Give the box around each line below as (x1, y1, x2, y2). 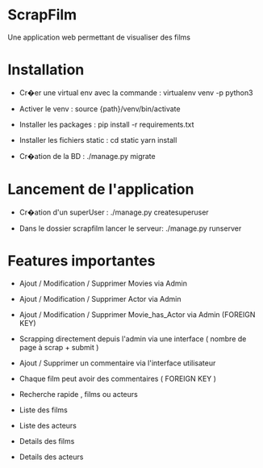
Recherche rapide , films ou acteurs (19, 389, 138, 399)
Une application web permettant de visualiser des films (7, 32, 191, 42)
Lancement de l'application (7, 180, 194, 198)
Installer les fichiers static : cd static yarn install (19, 135, 177, 144)
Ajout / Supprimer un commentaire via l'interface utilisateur (19, 357, 216, 368)
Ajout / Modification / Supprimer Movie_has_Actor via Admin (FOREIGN (19, 309, 256, 320)
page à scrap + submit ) (19, 342, 99, 352)
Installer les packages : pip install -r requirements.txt (19, 119, 194, 129)
